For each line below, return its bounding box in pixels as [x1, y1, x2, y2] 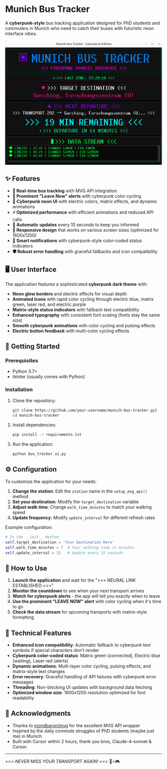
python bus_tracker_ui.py [12, 452, 66, 457]
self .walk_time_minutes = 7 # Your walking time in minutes [5, 545, 135, 550]
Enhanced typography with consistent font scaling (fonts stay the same [12, 312, 160, 318]
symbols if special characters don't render [12, 647, 99, 653]
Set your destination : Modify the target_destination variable [12, 499, 139, 505]
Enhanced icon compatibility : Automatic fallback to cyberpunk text [12, 642, 151, 648]
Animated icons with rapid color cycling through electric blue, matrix [12, 296, 154, 302]
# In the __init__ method [5, 534, 59, 539]
